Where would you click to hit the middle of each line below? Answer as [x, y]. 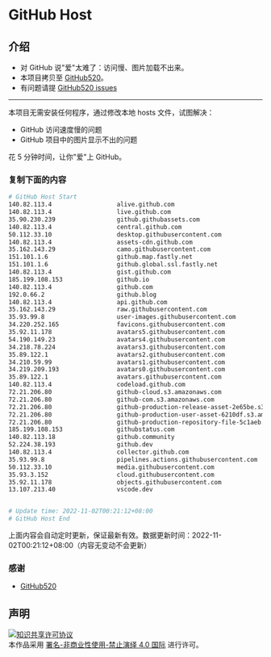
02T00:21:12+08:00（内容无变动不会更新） [80, 546]
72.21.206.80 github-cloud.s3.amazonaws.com [115, 392]
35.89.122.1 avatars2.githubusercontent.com [117, 354]
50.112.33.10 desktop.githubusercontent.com [115, 234]
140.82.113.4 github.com [81, 287]
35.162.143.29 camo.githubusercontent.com [110, 249]
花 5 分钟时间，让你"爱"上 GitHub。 [67, 157]
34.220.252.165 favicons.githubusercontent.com [117, 324]
